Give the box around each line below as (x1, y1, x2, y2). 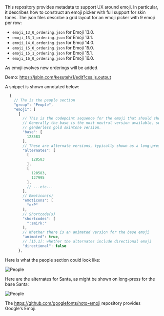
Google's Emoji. (5, 305, 37, 311)
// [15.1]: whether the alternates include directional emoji (22, 239, 152, 244)
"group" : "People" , (14, 102, 54, 107)
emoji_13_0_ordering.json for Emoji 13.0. (12, 29, 94, 35)
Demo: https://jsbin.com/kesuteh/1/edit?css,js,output (5, 74, 111, 80)
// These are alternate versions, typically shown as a (22, 143, 139, 148)
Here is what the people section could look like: (5, 257, 101, 263)
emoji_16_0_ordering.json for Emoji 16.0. (12, 55, 94, 61)
